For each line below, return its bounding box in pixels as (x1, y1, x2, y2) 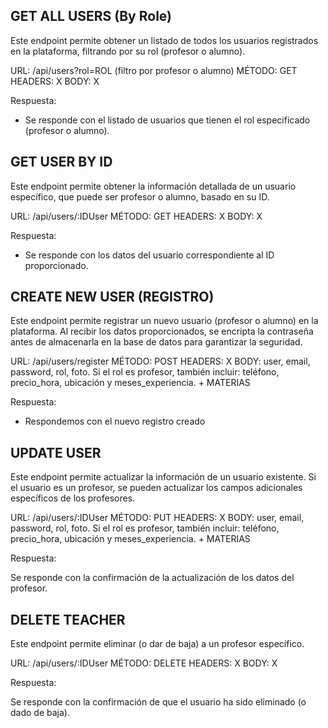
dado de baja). (10, 707, 70, 719)
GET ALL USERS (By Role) (10, 8, 172, 25)
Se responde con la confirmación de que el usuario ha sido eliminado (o (10, 696, 307, 708)
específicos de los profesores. (10, 492, 136, 504)
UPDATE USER (10, 444, 102, 461)
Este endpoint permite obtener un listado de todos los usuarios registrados (10, 34, 319, 46)
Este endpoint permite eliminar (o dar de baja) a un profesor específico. (10, 638, 305, 650)
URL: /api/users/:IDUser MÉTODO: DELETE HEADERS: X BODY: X (10, 657, 278, 669)
